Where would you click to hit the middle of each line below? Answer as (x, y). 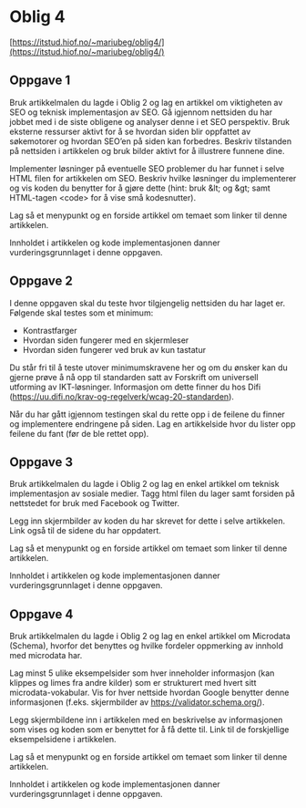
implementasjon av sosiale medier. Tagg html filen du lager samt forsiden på (153, 493)
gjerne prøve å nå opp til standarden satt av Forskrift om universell (134, 377)
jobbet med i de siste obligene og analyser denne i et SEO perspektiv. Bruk (149, 121)
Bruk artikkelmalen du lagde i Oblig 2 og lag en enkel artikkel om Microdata (150, 637)
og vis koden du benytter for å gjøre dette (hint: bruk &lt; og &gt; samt (140, 188)
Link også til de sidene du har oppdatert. (86, 531)
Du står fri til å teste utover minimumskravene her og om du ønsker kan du (149, 368)
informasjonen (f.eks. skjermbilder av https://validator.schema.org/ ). (137, 702)
